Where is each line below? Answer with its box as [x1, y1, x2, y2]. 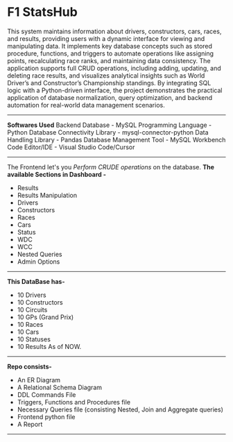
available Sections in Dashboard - [7, 170, 106, 178]
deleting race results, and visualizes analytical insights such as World [7, 71, 205, 80]
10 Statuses [17, 334, 51, 343]
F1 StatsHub [7, 4, 78, 20]
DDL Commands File [17, 390, 76, 399]
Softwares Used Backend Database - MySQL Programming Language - [7, 121, 212, 129]
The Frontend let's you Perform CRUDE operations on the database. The [7, 162, 215, 171]
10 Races [17, 320, 44, 328]
